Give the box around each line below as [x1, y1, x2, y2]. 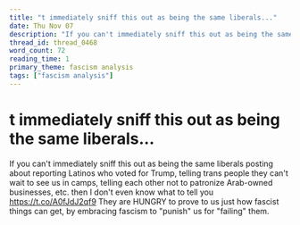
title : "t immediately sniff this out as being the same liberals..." [9, 12, 278, 22]
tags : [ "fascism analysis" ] [9, 71, 114, 80]
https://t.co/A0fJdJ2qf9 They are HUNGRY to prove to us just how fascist [9, 196, 279, 206]
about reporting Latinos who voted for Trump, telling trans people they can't [9, 167, 288, 179]
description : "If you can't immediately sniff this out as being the [9, 29, 274, 38]
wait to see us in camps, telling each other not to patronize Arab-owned [9, 177, 273, 187]
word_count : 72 [9, 46, 66, 55]
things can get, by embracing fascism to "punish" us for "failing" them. [9, 205, 270, 216]
